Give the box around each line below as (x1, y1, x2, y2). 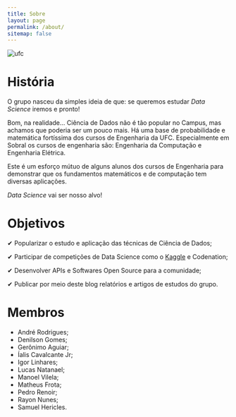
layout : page (7, 17, 46, 24)
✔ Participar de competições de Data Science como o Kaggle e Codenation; (7, 253, 228, 261)
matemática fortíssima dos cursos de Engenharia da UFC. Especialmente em (7, 133, 230, 142)
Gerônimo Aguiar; (17, 343, 69, 351)
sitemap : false (7, 30, 52, 37)
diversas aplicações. (7, 177, 67, 186)
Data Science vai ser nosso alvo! (7, 191, 103, 200)
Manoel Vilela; (17, 373, 59, 382)
